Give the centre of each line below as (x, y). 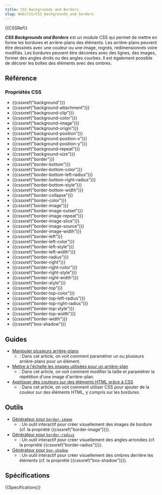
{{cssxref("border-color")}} (39, 200)
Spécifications (27, 476)
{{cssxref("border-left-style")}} (43, 247)
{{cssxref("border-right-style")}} (44, 272)
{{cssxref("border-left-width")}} (44, 252)
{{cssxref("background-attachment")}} (51, 108)
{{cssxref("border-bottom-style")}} (47, 185)
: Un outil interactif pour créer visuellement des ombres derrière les (86, 455)
